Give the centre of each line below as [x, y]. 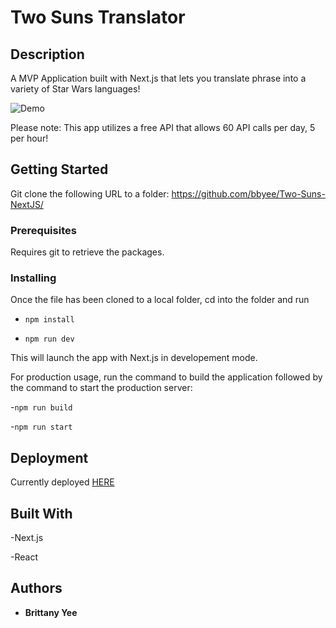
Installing [33, 278]
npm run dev [49, 339]
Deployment [49, 457]
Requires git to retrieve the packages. [87, 252]
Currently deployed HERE [62, 482]
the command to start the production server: [101, 388]
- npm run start [41, 427]
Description [47, 54]
